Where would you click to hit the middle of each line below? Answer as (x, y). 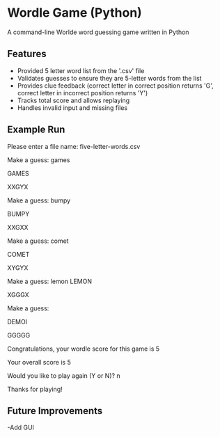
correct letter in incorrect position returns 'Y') (82, 93)
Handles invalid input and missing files (72, 108)
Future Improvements (55, 411)
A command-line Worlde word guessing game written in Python (98, 32)
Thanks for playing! (35, 389)
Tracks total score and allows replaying (73, 100)
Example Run (36, 130)
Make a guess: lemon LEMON (50, 281)
